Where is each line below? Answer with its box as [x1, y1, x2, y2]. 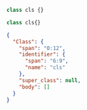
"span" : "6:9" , [24, 58, 69, 65]
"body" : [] [19, 84, 50, 91]
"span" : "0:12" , [19, 45, 66, 52]
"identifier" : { [19, 51, 66, 58]
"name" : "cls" [24, 64, 66, 71]
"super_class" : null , [19, 77, 81, 84]
